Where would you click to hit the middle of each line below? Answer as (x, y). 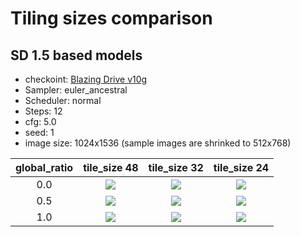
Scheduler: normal (63, 100)
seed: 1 (39, 132)
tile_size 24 (241, 167)
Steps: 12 (43, 111)
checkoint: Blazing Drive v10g (86, 79)
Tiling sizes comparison (111, 18)
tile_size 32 (176, 167)
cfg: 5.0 (40, 121)
